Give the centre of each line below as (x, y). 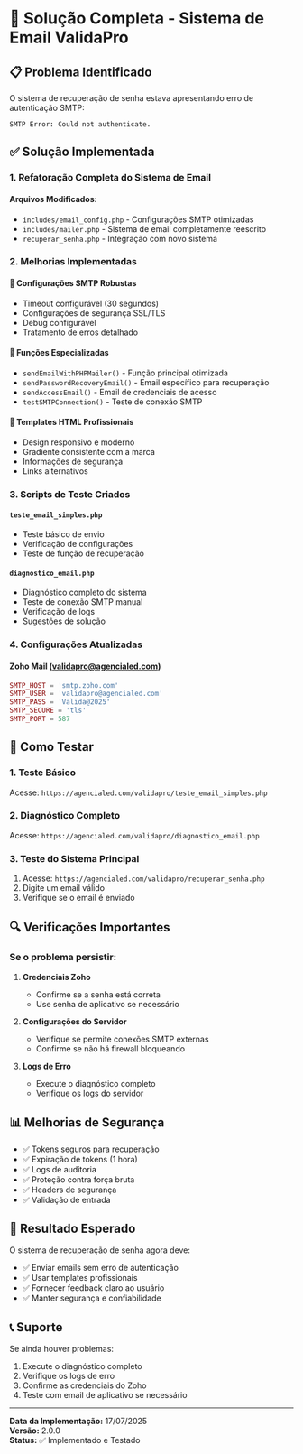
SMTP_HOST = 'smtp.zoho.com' (64, 685)
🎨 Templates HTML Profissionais (72, 422)
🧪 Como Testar (52, 747)
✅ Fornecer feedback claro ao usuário (93, 1288)
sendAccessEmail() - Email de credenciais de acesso (119, 392)
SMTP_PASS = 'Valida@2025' (60, 702)
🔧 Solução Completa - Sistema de (137, 19)
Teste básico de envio (64, 534)
